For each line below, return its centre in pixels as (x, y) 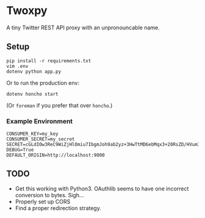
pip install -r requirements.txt (49, 61)
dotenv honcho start (33, 94)
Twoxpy (27, 11)
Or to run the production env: (43, 82)
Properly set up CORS (43, 202)
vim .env (17, 66)
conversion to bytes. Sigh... (49, 195)
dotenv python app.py (34, 71)
